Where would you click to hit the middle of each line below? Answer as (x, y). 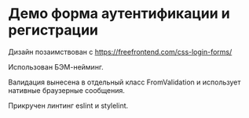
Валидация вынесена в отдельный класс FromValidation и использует (124, 82)
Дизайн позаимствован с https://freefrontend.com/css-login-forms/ (120, 52)
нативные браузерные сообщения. (67, 90)
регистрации (53, 30)
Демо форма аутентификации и (119, 14)
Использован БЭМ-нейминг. (56, 66)
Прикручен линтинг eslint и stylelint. (68, 105)
